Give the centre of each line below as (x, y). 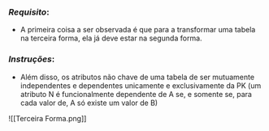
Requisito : (29, 12)
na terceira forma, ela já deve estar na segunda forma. (111, 38)
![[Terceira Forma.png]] (48, 118)
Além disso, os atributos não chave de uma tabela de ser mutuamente (137, 77)
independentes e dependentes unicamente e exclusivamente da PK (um (141, 85)
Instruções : (32, 59)
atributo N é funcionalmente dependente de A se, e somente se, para (136, 94)
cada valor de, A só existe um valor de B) (89, 103)
